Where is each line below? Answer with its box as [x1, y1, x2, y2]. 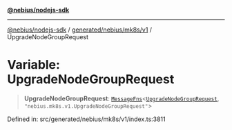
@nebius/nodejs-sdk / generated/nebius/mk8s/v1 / [7, 25, 153, 34]
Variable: [7, 57, 61, 73]
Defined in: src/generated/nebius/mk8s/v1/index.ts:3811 [7, 115, 166, 123]
